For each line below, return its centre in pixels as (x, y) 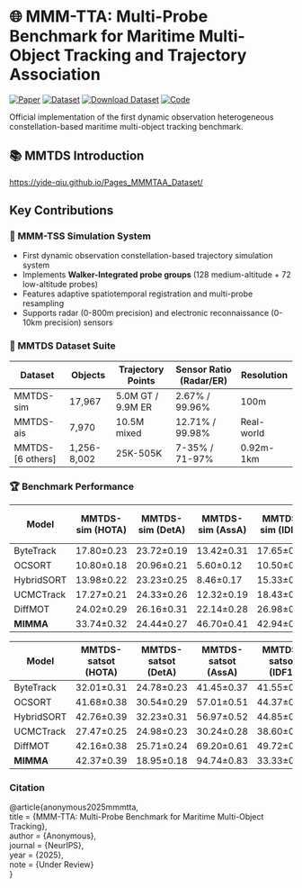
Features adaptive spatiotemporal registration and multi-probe (138, 294)
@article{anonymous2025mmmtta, (74, 807)
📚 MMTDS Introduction (77, 156)
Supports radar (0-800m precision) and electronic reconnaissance (146, 313)
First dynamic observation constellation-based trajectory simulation (147, 256)
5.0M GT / (137, 395)
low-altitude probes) (60, 285)
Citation (27, 787)
